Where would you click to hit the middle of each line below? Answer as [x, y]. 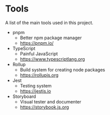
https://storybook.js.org [44, 107]
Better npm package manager [51, 38]
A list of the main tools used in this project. [49, 23]
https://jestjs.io [35, 91]
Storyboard [24, 96]
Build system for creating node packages [63, 70]
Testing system [36, 85]
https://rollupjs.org [39, 75]
